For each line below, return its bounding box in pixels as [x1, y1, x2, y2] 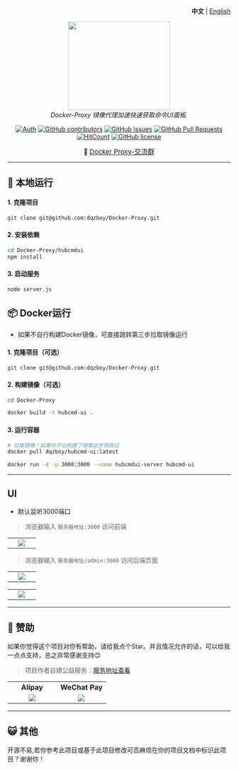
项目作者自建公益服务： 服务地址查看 [24, 666, 131, 674]
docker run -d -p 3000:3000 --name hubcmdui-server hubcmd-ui [7, 461, 195, 468]
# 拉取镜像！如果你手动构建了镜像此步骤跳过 [7, 441, 120, 449]
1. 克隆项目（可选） [7, 348, 64, 356]
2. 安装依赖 [7, 231, 40, 239]
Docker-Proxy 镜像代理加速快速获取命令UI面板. [50, 111, 188, 119]
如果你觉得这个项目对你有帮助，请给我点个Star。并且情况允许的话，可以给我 [7, 642, 230, 650]
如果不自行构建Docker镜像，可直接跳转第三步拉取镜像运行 [17, 330, 188, 339]
